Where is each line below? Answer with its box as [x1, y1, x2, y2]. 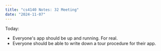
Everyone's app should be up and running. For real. [12, 35, 118, 41]
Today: [5, 25, 19, 31]
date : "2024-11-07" [5, 12, 46, 17]
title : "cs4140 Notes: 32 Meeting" [5, 7, 79, 12]
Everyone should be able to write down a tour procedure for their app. [12, 40, 156, 46]
